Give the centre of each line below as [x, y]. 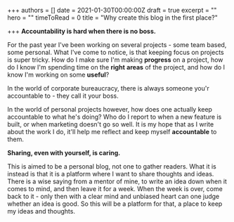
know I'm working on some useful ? [58, 74]
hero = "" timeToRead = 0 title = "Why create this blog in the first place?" [112, 18]
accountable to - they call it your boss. [63, 96]
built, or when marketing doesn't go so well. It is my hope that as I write [111, 124]
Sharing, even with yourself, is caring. [64, 153]
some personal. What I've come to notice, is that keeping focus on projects [116, 52]
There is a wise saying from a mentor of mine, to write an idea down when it [117, 181]
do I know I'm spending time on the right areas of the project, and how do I [116, 67]
